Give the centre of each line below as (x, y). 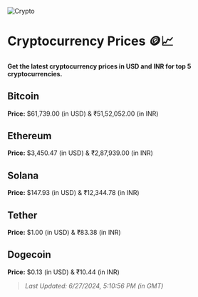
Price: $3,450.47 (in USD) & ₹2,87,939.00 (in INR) (80, 153)
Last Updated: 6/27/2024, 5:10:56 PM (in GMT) (94, 286)
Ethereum (30, 136)
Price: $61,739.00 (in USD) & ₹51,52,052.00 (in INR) (83, 114)
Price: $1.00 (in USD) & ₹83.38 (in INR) (64, 233)
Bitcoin (24, 96)
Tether (22, 215)
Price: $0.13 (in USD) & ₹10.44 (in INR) (63, 272)
